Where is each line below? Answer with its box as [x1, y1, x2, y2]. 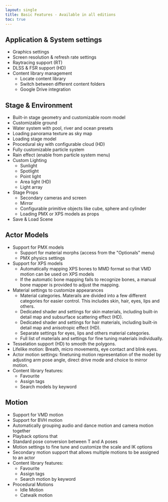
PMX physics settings [20, 255, 65, 261]
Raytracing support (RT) [12, 60, 63, 66]
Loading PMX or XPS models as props [20, 211, 100, 217]
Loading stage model [12, 136, 57, 142]
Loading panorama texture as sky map [12, 131, 93, 136]
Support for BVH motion [12, 417, 63, 423]
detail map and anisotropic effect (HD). [20, 324, 101, 330]
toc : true [5, 17, 26, 22]
